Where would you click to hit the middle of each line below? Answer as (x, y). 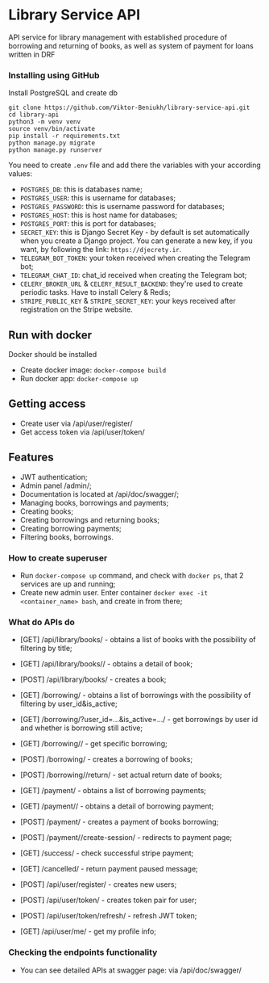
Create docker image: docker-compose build (93, 370)
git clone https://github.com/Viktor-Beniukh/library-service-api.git (129, 108)
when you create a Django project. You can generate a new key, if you (137, 241)
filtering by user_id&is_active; (69, 704)
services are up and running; (68, 584)
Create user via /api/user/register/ (76, 423)
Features (31, 458)
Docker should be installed (53, 355)
